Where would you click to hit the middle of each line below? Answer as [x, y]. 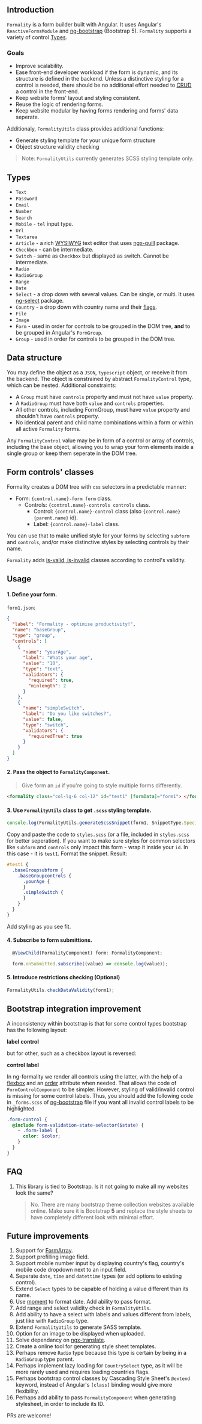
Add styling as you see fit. [39, 926]
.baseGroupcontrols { [44, 876]
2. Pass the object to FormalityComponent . [58, 772]
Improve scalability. [39, 66]
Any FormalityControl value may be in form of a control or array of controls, [101, 440]
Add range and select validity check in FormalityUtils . [83, 1308]
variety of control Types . [37, 37]
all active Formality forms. [48, 429]
